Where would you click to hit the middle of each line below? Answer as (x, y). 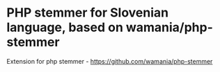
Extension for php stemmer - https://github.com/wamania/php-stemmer (110, 61)
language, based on (65, 27)
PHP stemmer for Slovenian (87, 13)
